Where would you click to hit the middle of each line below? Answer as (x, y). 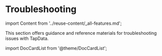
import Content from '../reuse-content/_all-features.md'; (64, 23)
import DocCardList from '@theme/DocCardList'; (56, 48)
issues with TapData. (27, 38)
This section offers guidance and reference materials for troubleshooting (81, 33)
